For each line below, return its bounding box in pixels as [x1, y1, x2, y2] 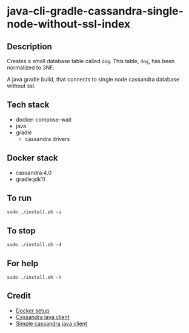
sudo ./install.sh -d [7, 242, 62, 248]
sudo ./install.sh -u [7, 209, 62, 215]
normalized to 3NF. [7, 64, 55, 71]
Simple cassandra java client [15, 320, 87, 327]
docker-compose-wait [15, 115, 72, 123]
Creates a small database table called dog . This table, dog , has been [7, 58, 175, 64]
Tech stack [7, 100, 50, 110]
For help [7, 258, 39, 269]
